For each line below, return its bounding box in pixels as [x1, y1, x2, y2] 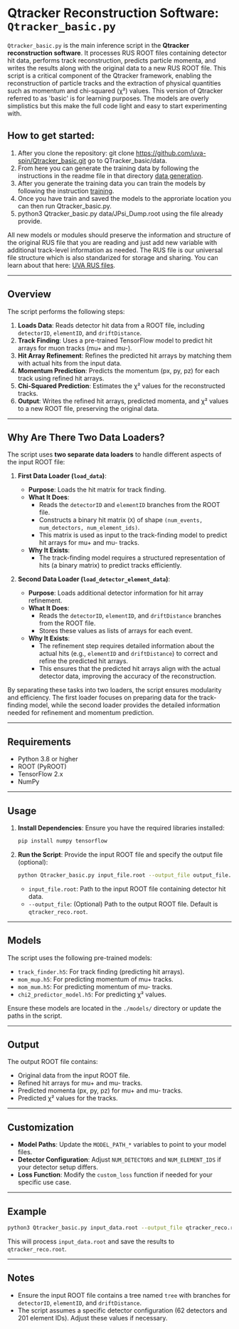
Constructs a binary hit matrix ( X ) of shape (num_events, [38, 516, 203, 524]
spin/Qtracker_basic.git [17, 156, 87, 165]
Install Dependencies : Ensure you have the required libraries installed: [17, 824, 225, 832]
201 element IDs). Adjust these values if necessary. [17, 1313, 168, 1322]
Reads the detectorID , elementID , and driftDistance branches [38, 611, 222, 620]
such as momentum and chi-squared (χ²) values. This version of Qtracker [7, 86, 223, 95]
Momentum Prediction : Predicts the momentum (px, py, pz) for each [17, 366, 220, 375]
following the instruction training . [17, 187, 115, 195]
